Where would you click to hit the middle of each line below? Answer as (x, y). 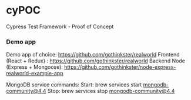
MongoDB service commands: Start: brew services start (74, 85)
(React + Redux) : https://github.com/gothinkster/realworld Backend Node (95, 61)
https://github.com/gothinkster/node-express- (120, 67)
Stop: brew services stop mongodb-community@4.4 (111, 91)
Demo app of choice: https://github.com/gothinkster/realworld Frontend (93, 55)
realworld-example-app (35, 74)
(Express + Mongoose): (35, 67)
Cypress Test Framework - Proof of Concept (60, 26)
